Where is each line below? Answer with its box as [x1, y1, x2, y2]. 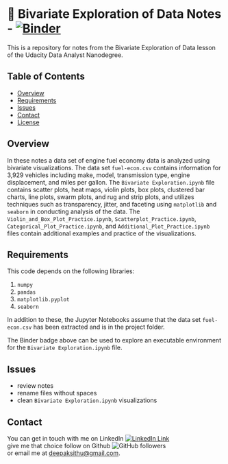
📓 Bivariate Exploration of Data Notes [7, 6, 222, 22]
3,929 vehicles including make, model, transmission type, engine [7, 171, 190, 179]
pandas [16, 289, 36, 296]
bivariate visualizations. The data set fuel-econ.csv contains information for [7, 163, 221, 172]
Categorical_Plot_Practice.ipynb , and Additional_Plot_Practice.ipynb [7, 222, 210, 230]
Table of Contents [7, 71, 86, 82]
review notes [16, 382, 53, 390]
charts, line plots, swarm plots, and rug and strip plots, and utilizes [7, 192, 194, 201]
